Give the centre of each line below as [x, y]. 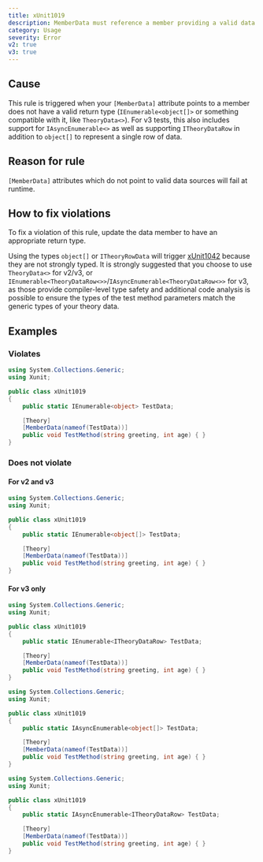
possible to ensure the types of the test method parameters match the [122, 298]
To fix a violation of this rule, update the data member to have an [113, 233]
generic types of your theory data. [64, 306]
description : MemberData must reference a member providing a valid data [132, 23]
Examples [33, 331]
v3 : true [22, 52]
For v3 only [27, 588]
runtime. [22, 188]
